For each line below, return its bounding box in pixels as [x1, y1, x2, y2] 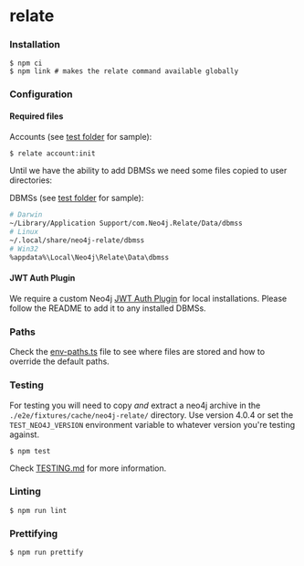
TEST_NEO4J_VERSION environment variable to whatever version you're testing [9, 419, 296, 430]
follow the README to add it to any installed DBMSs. [9, 303, 207, 314]
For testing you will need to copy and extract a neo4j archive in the [9, 400, 261, 411]
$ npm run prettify [9, 548, 84, 558]
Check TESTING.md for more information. [9, 463, 167, 474]
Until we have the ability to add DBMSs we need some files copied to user [9, 166, 288, 176]
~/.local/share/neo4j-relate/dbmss [9, 236, 145, 245]
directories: [9, 175, 53, 186]
